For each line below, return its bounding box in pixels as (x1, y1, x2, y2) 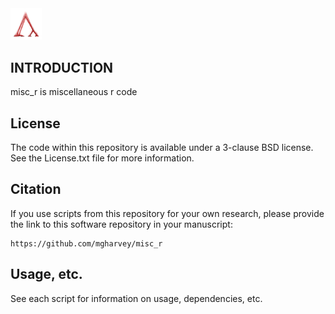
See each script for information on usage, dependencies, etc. (10, 292, 263, 304)
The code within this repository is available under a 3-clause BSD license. (10, 142, 314, 154)
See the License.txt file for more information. (10, 152, 195, 164)
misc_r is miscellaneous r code (10, 86, 138, 98)
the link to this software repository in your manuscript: (10, 218, 233, 230)
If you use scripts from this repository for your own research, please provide (10, 207, 325, 219)
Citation (10, 181, 62, 198)
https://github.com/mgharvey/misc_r (10, 238, 163, 249)
